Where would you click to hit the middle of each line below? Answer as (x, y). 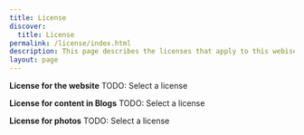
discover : (28, 26)
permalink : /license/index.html (70, 43)
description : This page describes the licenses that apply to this (139, 52)
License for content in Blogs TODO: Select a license (107, 103)
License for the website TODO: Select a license (99, 86)
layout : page (34, 60)
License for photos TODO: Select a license (90, 121)
